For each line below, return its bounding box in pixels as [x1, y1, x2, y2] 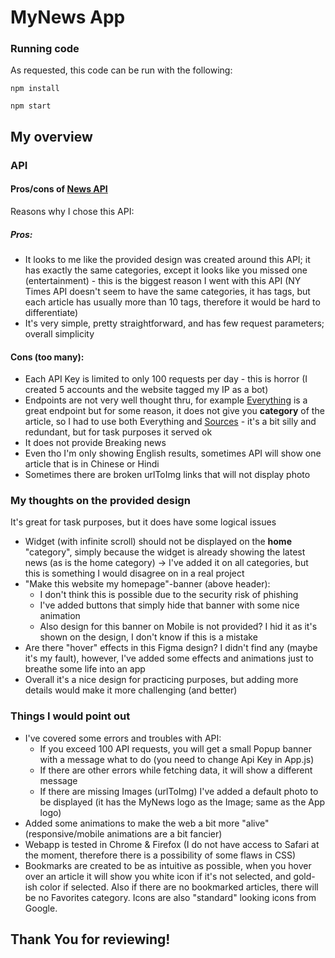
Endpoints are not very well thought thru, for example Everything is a [24, 394, 308, 406]
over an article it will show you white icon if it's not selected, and [24, 870, 292, 882]
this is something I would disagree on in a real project [24, 567, 245, 580]
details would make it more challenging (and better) [24, 684, 238, 696]
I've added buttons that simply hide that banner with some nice [39, 599, 300, 611]
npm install [10, 84, 60, 94]
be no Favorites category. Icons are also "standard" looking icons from [24, 891, 317, 903]
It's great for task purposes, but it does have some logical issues [10, 516, 277, 528]
